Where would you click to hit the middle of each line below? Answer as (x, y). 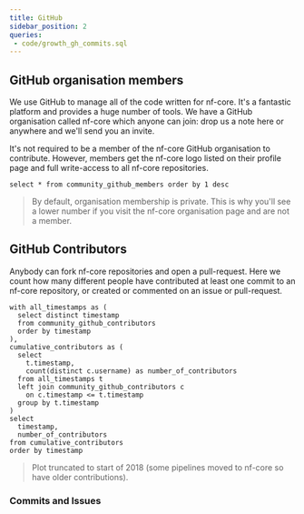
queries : (26, 35)
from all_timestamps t (60, 378)
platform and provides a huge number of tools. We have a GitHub (131, 112)
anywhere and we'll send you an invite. (82, 131)
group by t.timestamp (59, 403)
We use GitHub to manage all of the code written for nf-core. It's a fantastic (151, 102)
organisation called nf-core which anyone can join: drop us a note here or (147, 121)
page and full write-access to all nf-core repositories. (109, 168)
